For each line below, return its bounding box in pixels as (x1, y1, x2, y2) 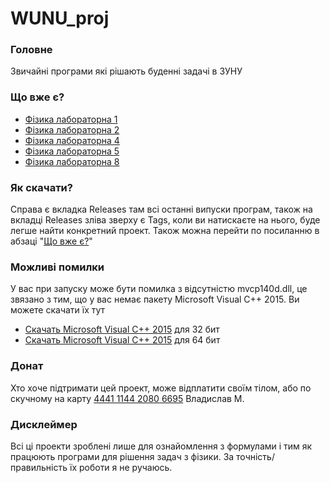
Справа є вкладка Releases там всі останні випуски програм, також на (10, 203, 313, 216)
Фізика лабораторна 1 (24, 113, 118, 125)
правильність (10, 461, 68, 473)
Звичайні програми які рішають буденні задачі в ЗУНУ (10, 65, 243, 77)
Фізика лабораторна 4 (24, 134, 120, 146)
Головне (10, 43, 53, 57)
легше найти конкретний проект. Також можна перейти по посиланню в (10, 225, 320, 237)
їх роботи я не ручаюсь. (69, 461, 173, 473)
